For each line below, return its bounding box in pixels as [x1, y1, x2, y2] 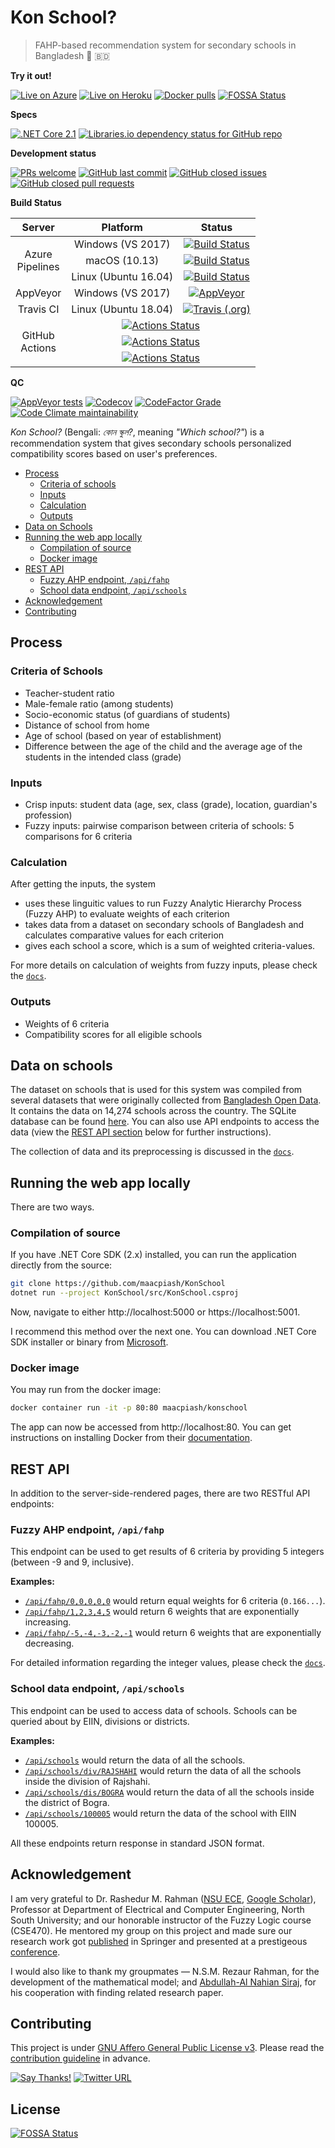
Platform [101, 220, 143, 234]
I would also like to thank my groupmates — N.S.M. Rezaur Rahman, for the [10, 1965, 320, 1977]
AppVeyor [15, 286, 62, 300]
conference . [10, 1946, 61, 1958]
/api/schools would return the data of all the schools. [24, 1754, 246, 1766]
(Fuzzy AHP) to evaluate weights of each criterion [24, 908, 230, 920]
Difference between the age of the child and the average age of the [24, 740, 303, 752]
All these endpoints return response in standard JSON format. [10, 1837, 265, 1849]
